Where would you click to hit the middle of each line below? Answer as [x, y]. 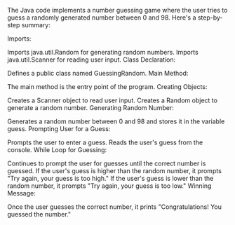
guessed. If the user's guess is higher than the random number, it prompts [115, 171]
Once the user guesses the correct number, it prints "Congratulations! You [115, 207]
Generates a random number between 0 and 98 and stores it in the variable [116, 121]
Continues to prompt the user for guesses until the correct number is [107, 163]
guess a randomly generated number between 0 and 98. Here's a [102, 18]
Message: [22, 193]
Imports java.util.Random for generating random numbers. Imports [103, 52]
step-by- [210, 18]
